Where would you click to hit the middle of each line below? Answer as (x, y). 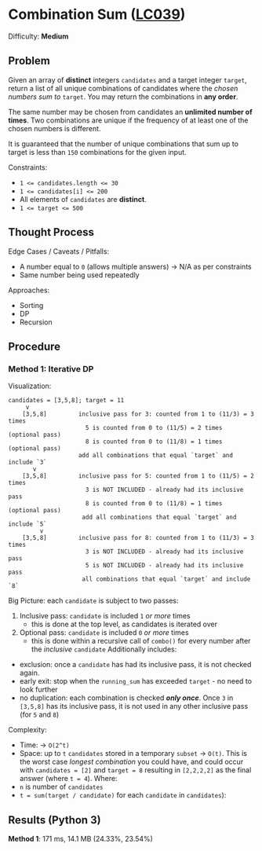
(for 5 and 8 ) (39, 715)
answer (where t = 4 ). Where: (68, 779)
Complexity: (27, 730)
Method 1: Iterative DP (51, 369)
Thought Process (51, 232)
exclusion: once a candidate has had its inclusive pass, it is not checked (135, 665)
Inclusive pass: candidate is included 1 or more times (105, 616)
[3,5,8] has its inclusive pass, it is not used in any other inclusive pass (134, 706)
